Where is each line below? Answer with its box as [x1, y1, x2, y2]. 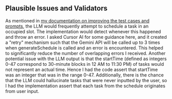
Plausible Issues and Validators [5, 4, 108, 13]
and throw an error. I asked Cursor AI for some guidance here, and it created [5, 34, 167, 40]
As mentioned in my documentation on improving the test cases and [5, 17, 150, 23]
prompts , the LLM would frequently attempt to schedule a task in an [5, 23, 149, 29]
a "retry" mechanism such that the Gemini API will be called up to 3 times [5, 39, 160, 45]
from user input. [5, 88, 40, 94]
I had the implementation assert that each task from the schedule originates [5, 83, 166, 89]
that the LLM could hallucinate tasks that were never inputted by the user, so [5, 77, 167, 83]
